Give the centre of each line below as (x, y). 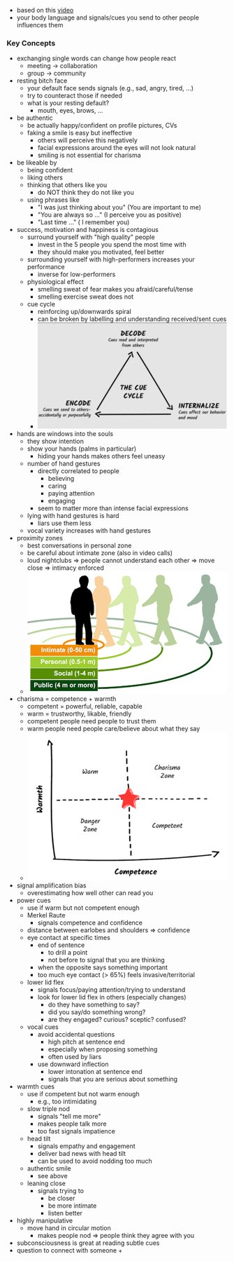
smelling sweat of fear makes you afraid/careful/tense (115, 289)
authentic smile (49, 1168)
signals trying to (61, 1190)
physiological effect (56, 282)
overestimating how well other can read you (90, 892)
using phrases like (53, 200)
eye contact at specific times (69, 937)
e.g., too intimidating (67, 1101)
